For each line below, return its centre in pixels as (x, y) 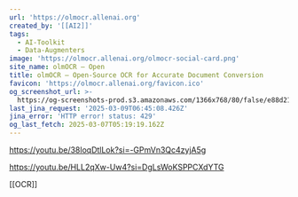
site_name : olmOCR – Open (57, 67)
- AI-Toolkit (41, 42)
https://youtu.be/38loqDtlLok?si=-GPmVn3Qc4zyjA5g (108, 150)
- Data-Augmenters (51, 51)
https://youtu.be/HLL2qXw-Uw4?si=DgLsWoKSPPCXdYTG (117, 167)
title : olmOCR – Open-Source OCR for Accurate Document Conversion (137, 75)
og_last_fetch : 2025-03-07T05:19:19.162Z (87, 125)
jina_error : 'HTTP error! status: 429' (83, 116)
